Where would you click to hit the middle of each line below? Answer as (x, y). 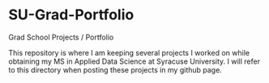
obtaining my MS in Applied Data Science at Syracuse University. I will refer (134, 61)
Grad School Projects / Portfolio (61, 37)
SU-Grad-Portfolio (71, 15)
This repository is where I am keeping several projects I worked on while (129, 52)
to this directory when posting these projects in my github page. (115, 69)
